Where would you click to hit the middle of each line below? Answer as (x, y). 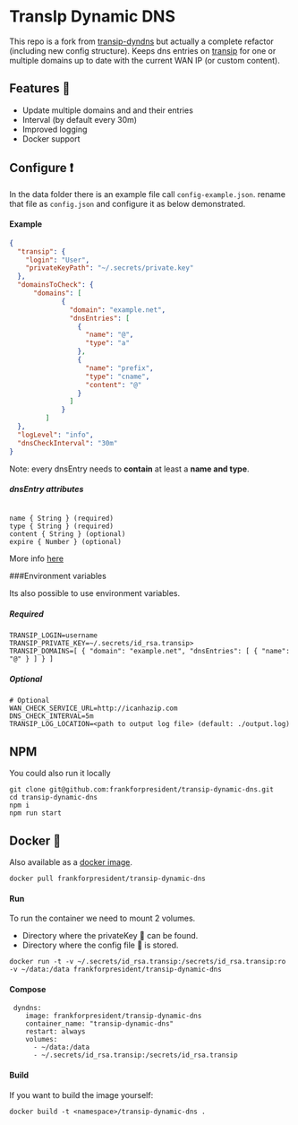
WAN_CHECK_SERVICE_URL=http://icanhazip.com (94, 709)
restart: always (56, 1032)
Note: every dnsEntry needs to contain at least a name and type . (129, 469)
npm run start (36, 813)
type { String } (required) (62, 526)
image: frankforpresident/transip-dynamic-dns (114, 1016)
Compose (28, 989)
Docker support (51, 138)
